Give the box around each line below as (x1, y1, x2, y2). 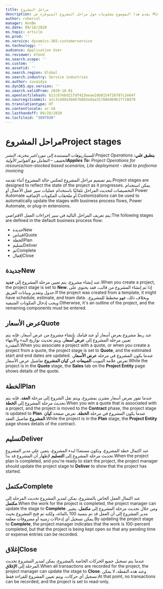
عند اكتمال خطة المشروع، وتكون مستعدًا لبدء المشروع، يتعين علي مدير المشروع (5, 447, 149, 453)
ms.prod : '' (5, 34, 30, 39)
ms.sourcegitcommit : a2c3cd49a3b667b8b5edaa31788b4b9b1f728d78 (5, 97, 136, 102)
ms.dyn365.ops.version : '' (5, 83, 60, 89)
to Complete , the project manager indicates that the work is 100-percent (5, 521, 150, 526)
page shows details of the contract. (5, 421, 76, 427)
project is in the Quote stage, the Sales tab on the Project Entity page (5, 363, 146, 369)
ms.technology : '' (5, 43, 43, 48)
